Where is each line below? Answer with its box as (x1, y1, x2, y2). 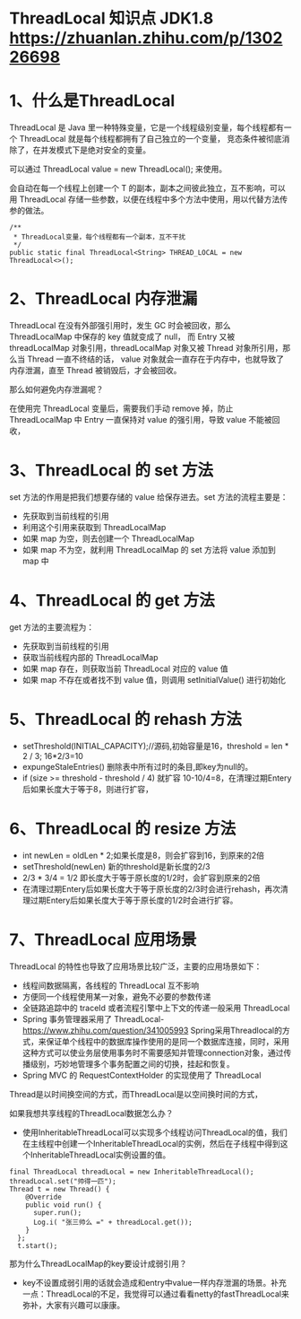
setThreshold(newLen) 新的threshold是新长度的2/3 (21, 860, 211, 871)
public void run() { (25, 1200, 102, 1210)
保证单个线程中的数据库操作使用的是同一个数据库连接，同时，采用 (46, 1035, 289, 1046)
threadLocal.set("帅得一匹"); (9, 1176, 116, 1185)
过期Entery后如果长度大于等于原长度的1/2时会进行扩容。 (30, 895, 238, 905)
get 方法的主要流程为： (9, 621, 95, 633)
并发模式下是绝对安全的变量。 (39, 144, 150, 155)
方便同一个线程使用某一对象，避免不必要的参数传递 (21, 991, 211, 1001)
